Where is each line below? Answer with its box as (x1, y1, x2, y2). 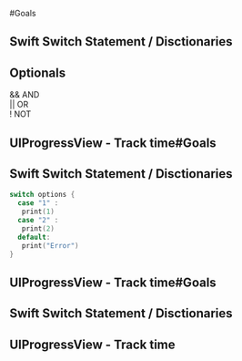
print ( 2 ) (21, 223, 55, 233)
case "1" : (17, 199, 59, 208)
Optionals (9, 65, 66, 80)
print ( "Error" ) (21, 241, 79, 250)
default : (17, 232, 51, 242)
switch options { (9, 191, 76, 200)
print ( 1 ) (21, 207, 55, 217)
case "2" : (17, 216, 59, 225)
